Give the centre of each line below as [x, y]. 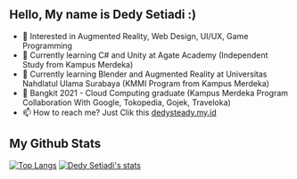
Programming [47, 45]
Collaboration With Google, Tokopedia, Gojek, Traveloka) [127, 102]
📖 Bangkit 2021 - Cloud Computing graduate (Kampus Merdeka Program [155, 93]
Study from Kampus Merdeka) [78, 64]
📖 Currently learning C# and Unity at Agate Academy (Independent [145, 55]
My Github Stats [55, 144]
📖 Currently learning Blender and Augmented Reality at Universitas [144, 74]
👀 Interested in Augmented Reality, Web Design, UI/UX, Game [135, 36]
